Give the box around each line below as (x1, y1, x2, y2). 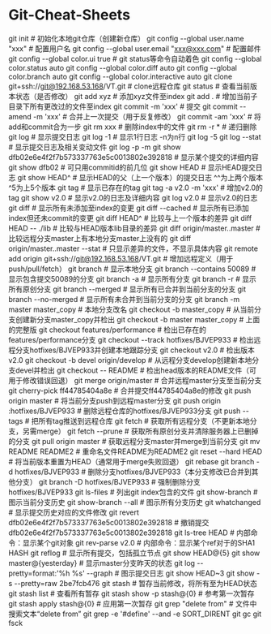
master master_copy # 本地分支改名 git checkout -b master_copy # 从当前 (8, 304, 255, 314)
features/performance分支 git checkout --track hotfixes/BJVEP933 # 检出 (8, 334, 254, 344)
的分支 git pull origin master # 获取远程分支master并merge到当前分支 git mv (8, 436, 260, 446)
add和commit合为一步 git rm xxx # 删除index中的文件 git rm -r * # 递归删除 (8, 122, 257, 132)
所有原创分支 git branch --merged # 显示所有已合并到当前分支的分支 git (8, 284, 247, 294)
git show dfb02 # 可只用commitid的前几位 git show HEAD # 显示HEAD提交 (8, 162, 256, 172)
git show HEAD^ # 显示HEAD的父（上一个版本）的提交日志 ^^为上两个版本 (17, 172, 264, 182)
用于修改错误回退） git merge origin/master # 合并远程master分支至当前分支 (8, 375, 262, 385)
